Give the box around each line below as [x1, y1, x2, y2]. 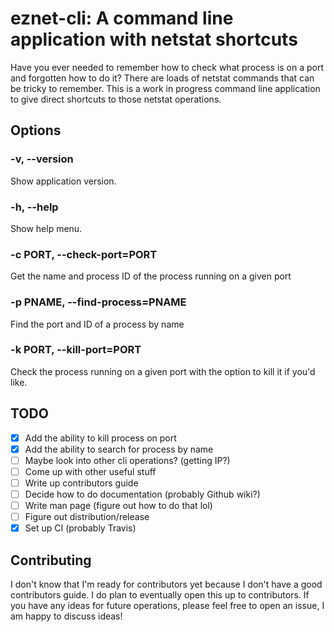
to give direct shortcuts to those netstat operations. [10, 93, 222, 105]
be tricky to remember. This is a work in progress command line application [10, 82, 321, 94]
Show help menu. [10, 222, 83, 234]
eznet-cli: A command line [10, 7, 234, 30]
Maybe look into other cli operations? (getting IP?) [24, 454, 231, 466]
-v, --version [10, 152, 74, 166]
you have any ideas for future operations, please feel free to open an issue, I [10, 600, 325, 611]
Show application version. [10, 175, 117, 187]
